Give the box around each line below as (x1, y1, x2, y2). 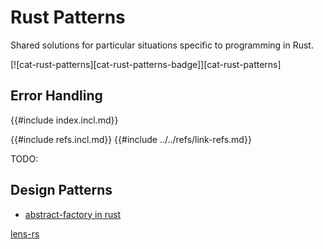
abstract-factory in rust (24, 208, 122, 220)
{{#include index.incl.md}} (10, 114, 119, 126)
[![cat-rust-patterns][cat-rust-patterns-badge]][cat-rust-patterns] (10, 58, 282, 70)
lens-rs (10, 227, 40, 240)
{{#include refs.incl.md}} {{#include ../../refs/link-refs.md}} (10, 133, 252, 145)
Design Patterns (10, 182, 113, 199)
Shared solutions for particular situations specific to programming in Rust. (10, 39, 314, 51)
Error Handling (10, 87, 103, 105)
